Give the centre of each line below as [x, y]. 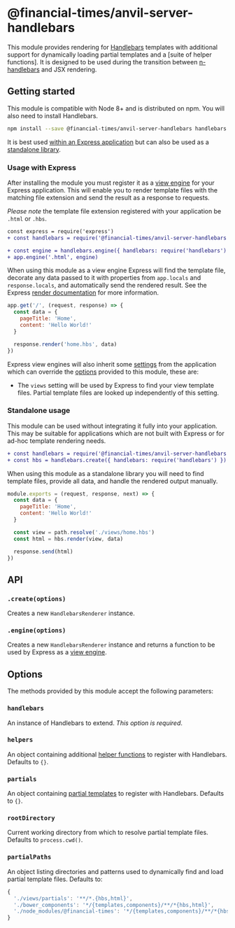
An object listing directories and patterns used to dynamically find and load [115, 871]
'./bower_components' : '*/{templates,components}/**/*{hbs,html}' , [114, 905]
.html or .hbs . [27, 218]
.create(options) [37, 599]
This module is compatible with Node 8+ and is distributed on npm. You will [116, 108]
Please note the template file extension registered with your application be [114, 211]
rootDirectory [31, 818]
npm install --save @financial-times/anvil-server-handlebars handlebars [117, 128]
